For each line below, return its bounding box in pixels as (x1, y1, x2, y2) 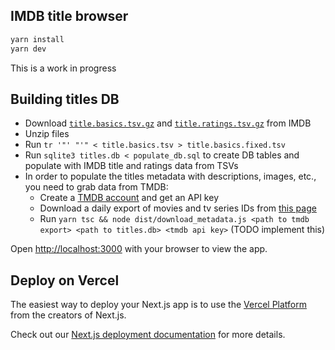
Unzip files (24, 128, 70, 140)
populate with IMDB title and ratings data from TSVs (24, 160, 239, 172)
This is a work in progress (10, 62, 117, 74)
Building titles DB (10, 90, 120, 108)
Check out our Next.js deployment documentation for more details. (10, 329, 286, 341)
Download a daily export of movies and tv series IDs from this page (39, 202, 317, 214)
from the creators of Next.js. (10, 309, 127, 321)
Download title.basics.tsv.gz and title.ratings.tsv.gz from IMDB (24, 117, 312, 129)
